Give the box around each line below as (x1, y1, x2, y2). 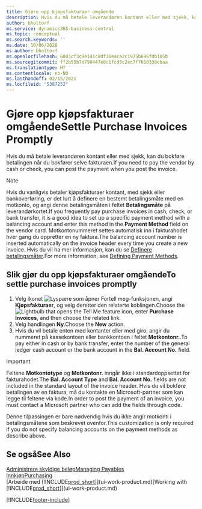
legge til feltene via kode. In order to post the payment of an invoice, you (6, 394, 185, 402)
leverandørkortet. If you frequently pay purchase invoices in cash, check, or (6, 208, 192, 215)
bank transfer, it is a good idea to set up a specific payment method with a (6, 214, 191, 221)
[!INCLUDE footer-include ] (6, 496, 70, 503)
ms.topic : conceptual (6, 31, 61, 37)
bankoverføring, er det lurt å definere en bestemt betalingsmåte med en (6, 194, 184, 202)
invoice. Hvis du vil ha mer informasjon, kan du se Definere (6, 245, 152, 253)
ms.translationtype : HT (6, 64, 66, 71)
